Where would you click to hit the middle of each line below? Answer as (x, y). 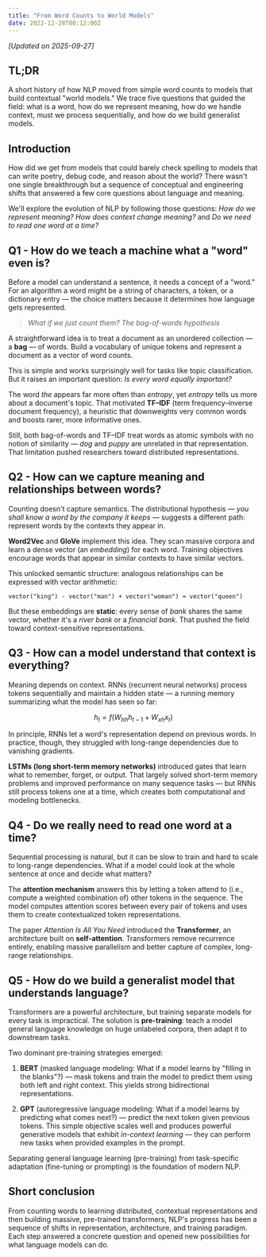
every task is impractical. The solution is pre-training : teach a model (120, 1020)
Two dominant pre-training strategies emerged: (86, 1053)
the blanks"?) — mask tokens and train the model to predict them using (136, 1076)
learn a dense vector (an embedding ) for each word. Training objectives (126, 549)
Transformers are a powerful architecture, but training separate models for (130, 1012)
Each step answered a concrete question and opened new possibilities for (129, 1236)
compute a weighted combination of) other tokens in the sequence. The (126, 898)
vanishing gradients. (42, 751)
